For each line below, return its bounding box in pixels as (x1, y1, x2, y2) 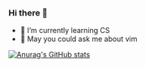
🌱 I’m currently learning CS (19, 26, 111, 36)
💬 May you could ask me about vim (19, 34, 138, 44)
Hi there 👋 (8, 7, 49, 19)
